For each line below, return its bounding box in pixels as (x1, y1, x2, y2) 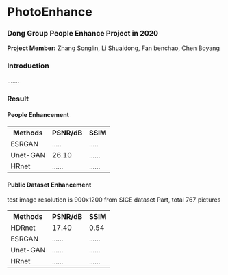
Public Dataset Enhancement (7, 181, 92, 189)
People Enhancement (7, 111, 70, 119)
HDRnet (10, 223, 36, 233)
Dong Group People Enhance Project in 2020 (7, 29, 159, 38)
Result (7, 94, 29, 103)
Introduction (7, 61, 49, 70)
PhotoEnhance (7, 4, 92, 20)
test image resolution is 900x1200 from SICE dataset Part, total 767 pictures (7, 196, 221, 204)
